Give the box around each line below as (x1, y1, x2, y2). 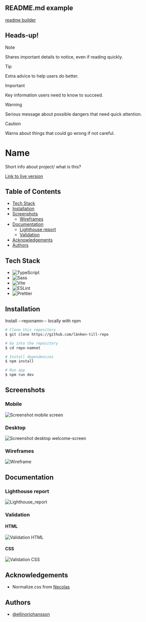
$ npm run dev (5, 373, 34, 377)
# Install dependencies (5, 354, 54, 359)
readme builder (5, 17, 36, 23)
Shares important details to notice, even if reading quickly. (5, 54, 123, 60)
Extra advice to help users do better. (5, 73, 79, 79)
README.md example (5, 4, 74, 12)
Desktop (5, 424, 26, 431)
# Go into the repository (5, 341, 58, 346)
